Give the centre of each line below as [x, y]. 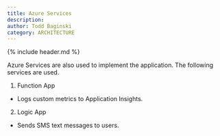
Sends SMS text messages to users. [68, 125]
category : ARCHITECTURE [41, 32]
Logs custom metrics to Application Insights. [80, 99]
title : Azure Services [39, 13]
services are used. [33, 72]
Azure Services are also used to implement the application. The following [110, 65]
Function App [36, 85]
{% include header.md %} [44, 52]
